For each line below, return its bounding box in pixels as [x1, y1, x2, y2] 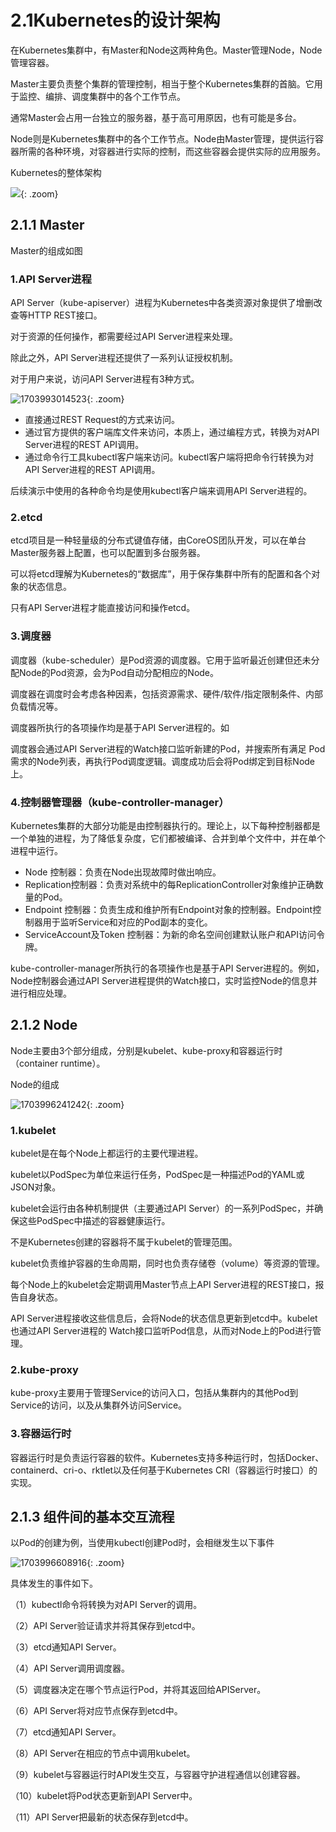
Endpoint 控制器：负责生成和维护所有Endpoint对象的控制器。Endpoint [24, 903, 313, 915]
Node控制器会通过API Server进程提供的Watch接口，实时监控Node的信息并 [10, 974, 318, 986]
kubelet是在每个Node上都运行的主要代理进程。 [10, 1147, 204, 1160]
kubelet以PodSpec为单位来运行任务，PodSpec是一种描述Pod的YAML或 [10, 1169, 305, 1181]
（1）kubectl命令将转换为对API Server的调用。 [10, 1599, 203, 1611]
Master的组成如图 [10, 244, 83, 256]
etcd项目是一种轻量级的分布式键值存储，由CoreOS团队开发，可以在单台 [10, 534, 307, 546]
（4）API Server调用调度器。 [10, 1662, 131, 1675]
